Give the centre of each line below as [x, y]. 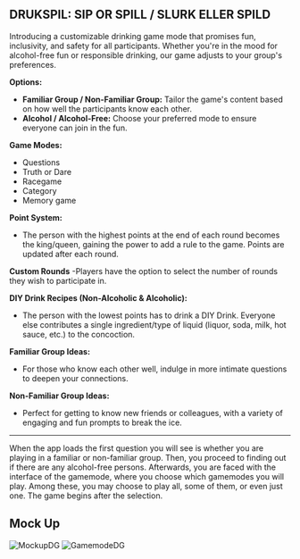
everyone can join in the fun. [75, 128]
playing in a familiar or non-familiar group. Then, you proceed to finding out [148, 457]
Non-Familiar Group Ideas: [59, 396]
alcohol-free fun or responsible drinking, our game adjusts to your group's [146, 55]
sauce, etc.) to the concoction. [79, 334]
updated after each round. [70, 254]
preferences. [33, 64]
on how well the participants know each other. [107, 108]
